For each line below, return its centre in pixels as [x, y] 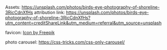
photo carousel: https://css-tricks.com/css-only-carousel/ [65, 42]
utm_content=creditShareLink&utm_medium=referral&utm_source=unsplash [83, 23]
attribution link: [49, 12]
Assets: [13, 7]
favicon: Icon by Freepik [30, 32]
